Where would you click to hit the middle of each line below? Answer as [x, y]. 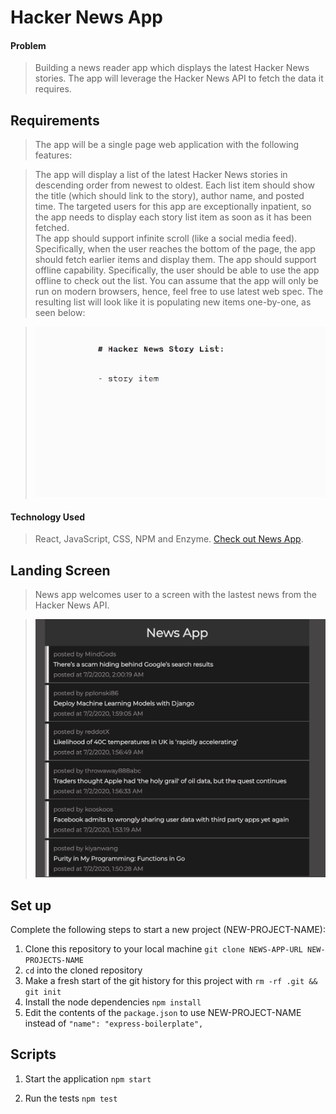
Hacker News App [86, 17]
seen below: [60, 313]
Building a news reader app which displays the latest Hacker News [172, 68]
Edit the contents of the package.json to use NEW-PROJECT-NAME [163, 1013]
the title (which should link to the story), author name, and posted [169, 196]
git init [43, 992]
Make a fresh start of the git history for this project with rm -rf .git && [171, 981]
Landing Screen [60, 570]
